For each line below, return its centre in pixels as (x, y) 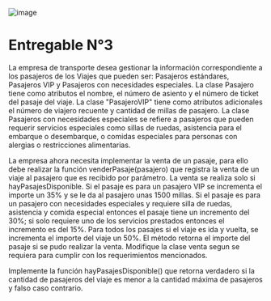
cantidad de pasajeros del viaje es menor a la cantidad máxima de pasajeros (135, 279)
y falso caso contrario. (46, 288)
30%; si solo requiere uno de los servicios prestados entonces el (116, 220)
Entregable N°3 (61, 45)
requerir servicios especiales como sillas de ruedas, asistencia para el (125, 127)
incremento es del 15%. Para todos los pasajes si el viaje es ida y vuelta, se (133, 229)
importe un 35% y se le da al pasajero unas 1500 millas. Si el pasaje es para (135, 195)
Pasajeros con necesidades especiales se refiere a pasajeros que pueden (131, 119)
